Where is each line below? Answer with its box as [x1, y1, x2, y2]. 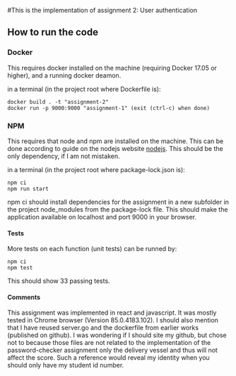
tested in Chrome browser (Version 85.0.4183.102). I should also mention [7, 316, 219, 325]
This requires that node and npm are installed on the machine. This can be [7, 137, 224, 145]
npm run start [7, 185, 49, 193]
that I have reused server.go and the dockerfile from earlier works [7, 324, 199, 332]
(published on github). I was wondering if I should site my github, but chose [7, 331, 228, 339]
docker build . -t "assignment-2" [7, 98, 110, 105]
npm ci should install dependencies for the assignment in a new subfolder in [7, 198, 230, 206]
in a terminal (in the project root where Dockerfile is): [7, 85, 161, 93]
